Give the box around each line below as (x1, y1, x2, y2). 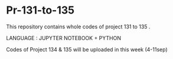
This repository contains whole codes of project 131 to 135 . (6, 23, 151, 30)
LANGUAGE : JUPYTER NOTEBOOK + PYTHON (6, 34, 122, 41)
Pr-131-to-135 (6, 4, 75, 17)
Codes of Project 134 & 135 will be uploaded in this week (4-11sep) (6, 45, 168, 53)
